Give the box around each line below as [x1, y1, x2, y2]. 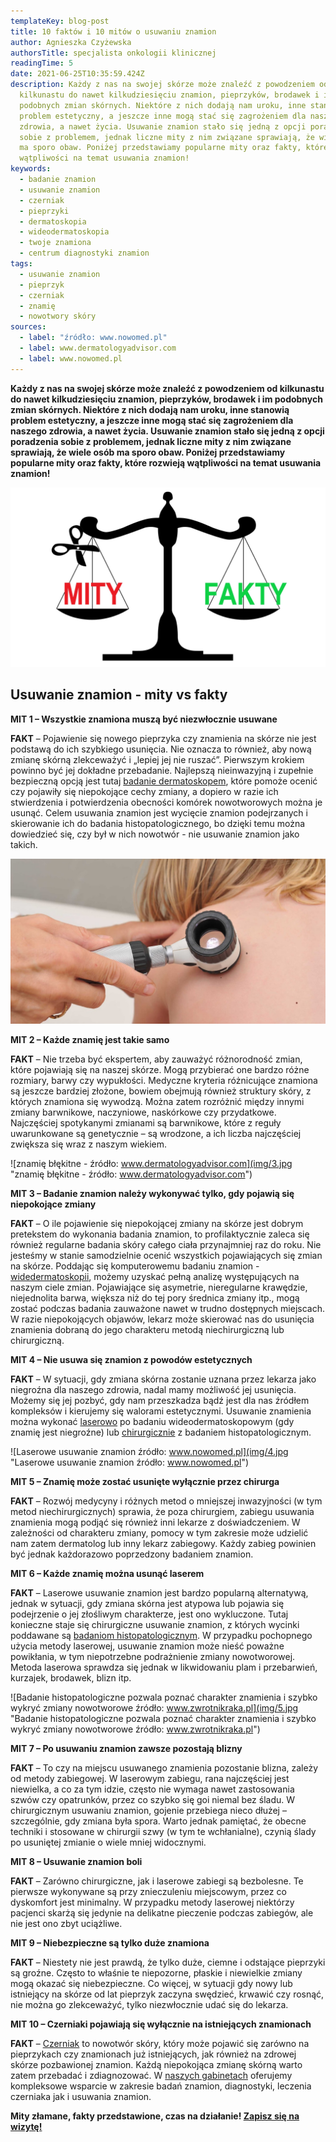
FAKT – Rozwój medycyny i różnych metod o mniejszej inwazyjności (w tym [10, 1495, 323, 1507]
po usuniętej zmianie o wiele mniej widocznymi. [10, 1836, 207, 1848]
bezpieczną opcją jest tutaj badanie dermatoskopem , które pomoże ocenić [10, 775, 318, 787]
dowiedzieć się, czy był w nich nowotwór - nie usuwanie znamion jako [10, 828, 300, 840]
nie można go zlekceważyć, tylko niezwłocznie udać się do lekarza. [10, 1998, 289, 2010]
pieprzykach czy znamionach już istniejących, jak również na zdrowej [10, 2048, 297, 2060]
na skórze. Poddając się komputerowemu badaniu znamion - [10, 1260, 260, 1272]
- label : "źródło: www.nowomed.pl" [19, 333, 168, 343]
